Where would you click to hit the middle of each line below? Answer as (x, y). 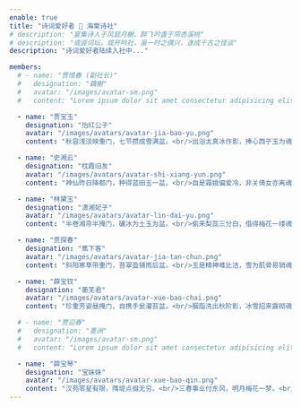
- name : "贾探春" (47, 240)
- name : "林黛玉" (47, 199)
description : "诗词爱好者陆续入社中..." (79, 51)
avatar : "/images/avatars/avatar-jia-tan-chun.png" (124, 256)
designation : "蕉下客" (65, 248)
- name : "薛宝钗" (47, 281)
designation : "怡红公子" (69, 125)
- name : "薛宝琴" (47, 364)
